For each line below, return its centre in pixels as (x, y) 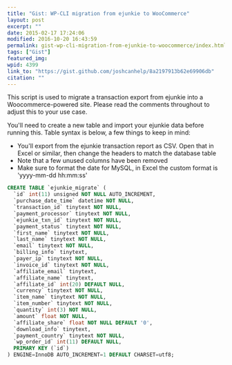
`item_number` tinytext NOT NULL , (63, 304)
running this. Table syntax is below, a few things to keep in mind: (99, 132)
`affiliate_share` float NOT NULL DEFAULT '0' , (83, 323)
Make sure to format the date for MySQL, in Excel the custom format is (117, 168)
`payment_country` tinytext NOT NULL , (69, 335)
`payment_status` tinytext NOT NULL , (68, 226)
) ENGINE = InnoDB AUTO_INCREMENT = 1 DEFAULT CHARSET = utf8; (91, 355)
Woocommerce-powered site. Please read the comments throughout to (108, 105)
